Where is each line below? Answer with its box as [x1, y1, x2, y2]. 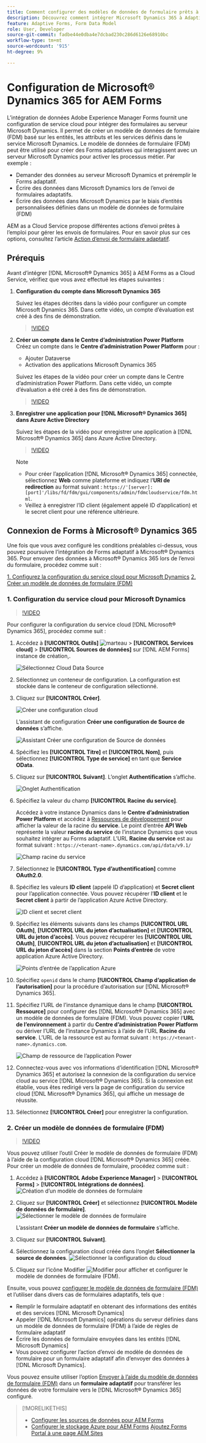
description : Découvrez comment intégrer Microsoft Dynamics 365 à [7, 15, 183, 21]
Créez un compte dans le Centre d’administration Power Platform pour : [15, 342, 200, 350]
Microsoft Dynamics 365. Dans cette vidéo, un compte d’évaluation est [15, 305, 194, 313]
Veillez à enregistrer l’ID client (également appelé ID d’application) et [24, 501, 197, 509]
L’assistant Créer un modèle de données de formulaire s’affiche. [15, 1224, 180, 1231]
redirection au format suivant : [24, 483, 103, 490]
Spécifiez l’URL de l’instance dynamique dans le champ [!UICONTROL [15, 1001, 193, 1008]
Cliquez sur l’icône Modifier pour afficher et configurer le [15, 1265, 188, 1273]
